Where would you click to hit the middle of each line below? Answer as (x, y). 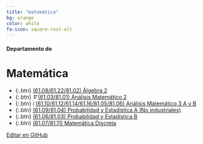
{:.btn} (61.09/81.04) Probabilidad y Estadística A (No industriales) (98, 110)
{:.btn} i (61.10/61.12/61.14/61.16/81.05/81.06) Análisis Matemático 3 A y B (106, 103)
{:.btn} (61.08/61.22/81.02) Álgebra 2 (61, 90)
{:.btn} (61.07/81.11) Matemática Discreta (66, 123)
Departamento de (29, 48)
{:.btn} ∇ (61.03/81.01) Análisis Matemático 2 (71, 97)
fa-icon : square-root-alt (39, 29)
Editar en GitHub (27, 135)
